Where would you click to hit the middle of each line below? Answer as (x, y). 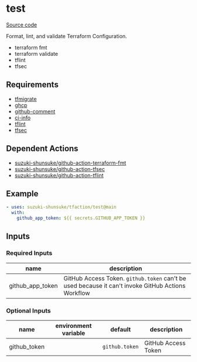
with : (18, 213)
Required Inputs (29, 253)
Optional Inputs (28, 310)
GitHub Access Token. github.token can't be (125, 278)
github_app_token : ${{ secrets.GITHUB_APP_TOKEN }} (81, 218)
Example (22, 194)
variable (74, 333)
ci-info (23, 118)
